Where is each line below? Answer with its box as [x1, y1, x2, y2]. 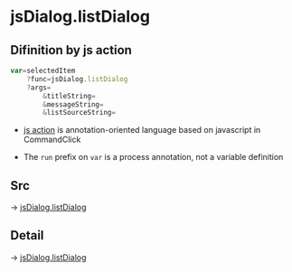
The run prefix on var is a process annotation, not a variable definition [23, 152, 284, 163]
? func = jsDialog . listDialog [26, 74, 128, 83]
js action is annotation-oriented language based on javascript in [23, 125, 261, 136]
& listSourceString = [42, 108, 117, 117]
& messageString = [42, 99, 104, 109]
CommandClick [23, 134, 81, 145]
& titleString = [42, 91, 96, 100]
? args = [26, 83, 52, 92]
